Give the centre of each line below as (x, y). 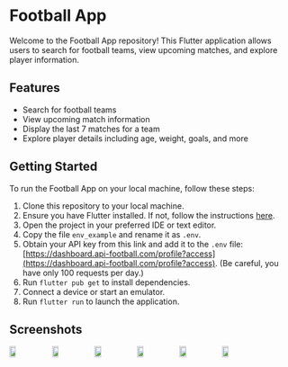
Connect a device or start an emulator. (94, 291)
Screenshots (46, 329)
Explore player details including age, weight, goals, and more (135, 138)
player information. (44, 59)
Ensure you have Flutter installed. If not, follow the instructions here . (148, 215)
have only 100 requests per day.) (83, 273)
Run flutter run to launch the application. (101, 301)
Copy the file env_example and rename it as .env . (112, 234)
